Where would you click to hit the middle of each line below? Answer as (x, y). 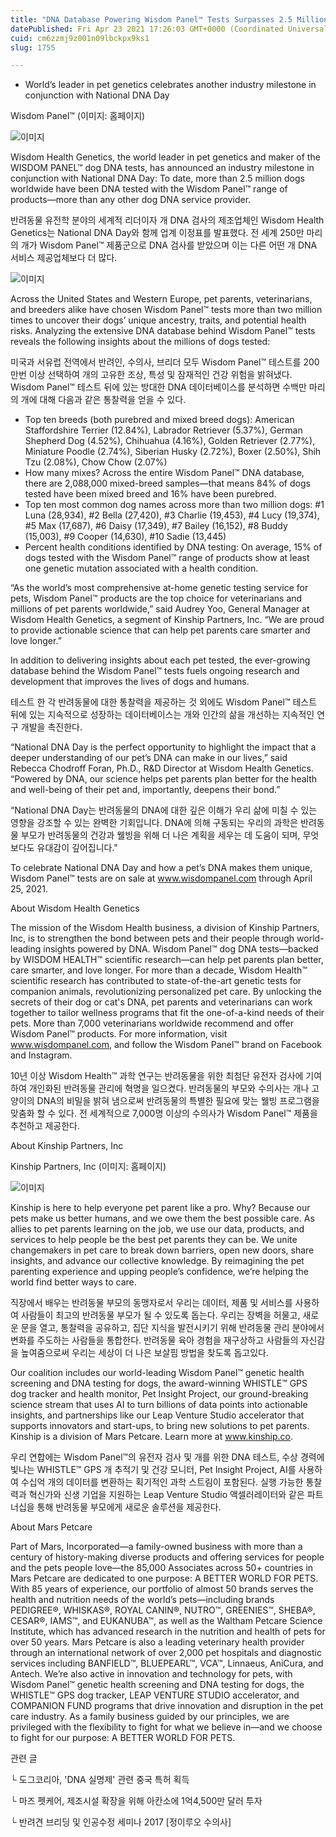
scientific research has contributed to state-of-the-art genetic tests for (156, 981)
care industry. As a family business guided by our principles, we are (150, 1717)
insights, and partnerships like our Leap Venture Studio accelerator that (157, 1415)
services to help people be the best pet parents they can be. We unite (154, 1240)
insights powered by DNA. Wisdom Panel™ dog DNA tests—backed (181, 949)
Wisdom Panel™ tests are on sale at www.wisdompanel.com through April (161, 878)
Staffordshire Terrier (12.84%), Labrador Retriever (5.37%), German (163, 430)
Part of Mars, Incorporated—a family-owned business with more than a (156, 1547)
